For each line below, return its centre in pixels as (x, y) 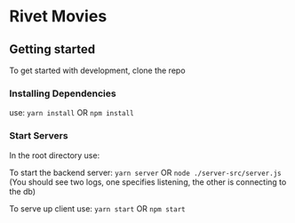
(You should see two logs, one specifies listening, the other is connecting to (148, 182)
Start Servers (39, 136)
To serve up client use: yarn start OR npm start (97, 208)
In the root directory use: (55, 155)
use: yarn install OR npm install (72, 113)
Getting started (52, 49)
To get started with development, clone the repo (97, 70)
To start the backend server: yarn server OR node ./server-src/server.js (145, 172)
